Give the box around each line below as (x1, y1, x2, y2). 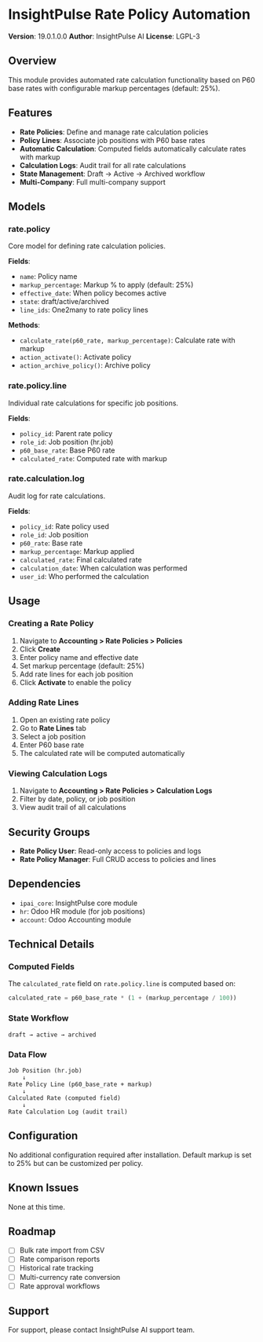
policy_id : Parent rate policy (19, 428, 113, 438)
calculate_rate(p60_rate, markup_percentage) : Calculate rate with (19, 335, 236, 345)
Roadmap (8, 1224, 57, 1238)
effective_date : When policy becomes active (19, 288, 167, 298)
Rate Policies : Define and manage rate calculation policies (19, 127, 209, 137)
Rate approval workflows (19, 1281, 100, 1290)
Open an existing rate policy (19, 715, 111, 724)
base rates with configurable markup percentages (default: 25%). (8, 83, 221, 93)
